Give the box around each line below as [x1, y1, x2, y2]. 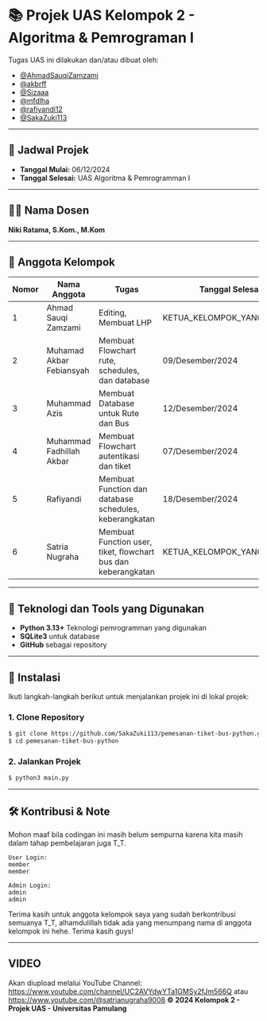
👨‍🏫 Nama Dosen [8, 204, 90, 218]
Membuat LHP [99, 317, 153, 328]
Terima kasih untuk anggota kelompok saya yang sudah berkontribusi [8, 909, 236, 919]
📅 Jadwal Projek [8, 143, 90, 157]
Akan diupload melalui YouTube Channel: [8, 978, 143, 988]
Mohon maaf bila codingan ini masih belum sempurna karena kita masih [8, 830, 243, 839]
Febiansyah [46, 365, 90, 376]
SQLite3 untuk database [19, 631, 100, 642]
